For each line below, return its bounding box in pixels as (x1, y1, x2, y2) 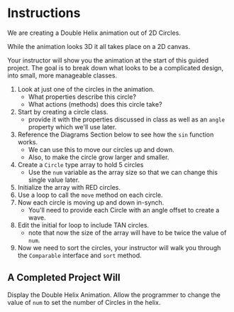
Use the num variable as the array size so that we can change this (28, 168, 218, 176)
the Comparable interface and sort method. (17, 251, 142, 259)
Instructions (7, 5, 81, 21)
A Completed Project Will (7, 271, 121, 284)
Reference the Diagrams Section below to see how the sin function (17, 130, 214, 139)
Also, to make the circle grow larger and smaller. (28, 153, 169, 161)
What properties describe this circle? (28, 92, 137, 101)
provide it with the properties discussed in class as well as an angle (28, 115, 225, 124)
